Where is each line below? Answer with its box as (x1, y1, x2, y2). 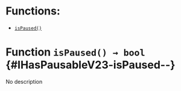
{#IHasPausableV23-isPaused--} (5, 58, 176, 72)
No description (5, 78, 43, 85)
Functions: (5, 4, 61, 18)
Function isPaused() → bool (5, 45, 145, 59)
